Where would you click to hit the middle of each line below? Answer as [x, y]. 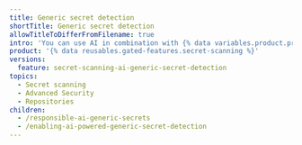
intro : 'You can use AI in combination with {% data [110, 43]
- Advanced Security [56, 93]
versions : [28, 59]
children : [28, 110]
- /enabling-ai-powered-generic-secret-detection [112, 127]
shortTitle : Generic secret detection [82, 26]
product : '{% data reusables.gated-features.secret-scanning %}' [134, 51]
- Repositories [46, 101]
